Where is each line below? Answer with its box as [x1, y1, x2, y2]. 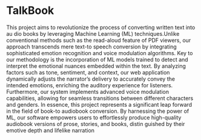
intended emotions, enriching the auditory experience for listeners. [6, 81, 173, 88]
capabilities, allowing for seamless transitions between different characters [6, 95, 194, 102]
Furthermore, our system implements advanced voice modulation [6, 88, 170, 95]
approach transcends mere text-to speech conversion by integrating [6, 43, 177, 50]
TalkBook [6, 4, 54, 18]
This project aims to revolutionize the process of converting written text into [6, 24, 196, 31]
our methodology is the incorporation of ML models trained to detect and [6, 56, 189, 63]
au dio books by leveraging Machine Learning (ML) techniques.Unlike [6, 30, 180, 37]
